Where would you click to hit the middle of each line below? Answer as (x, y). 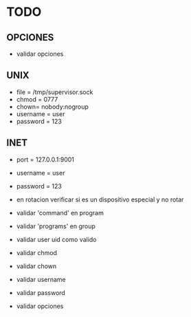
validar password (41, 292)
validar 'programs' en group (56, 226)
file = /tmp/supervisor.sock (55, 92)
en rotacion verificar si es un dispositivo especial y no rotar (100, 199)
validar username (41, 279)
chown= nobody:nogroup (52, 107)
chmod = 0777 (37, 99)
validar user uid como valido (56, 239)
